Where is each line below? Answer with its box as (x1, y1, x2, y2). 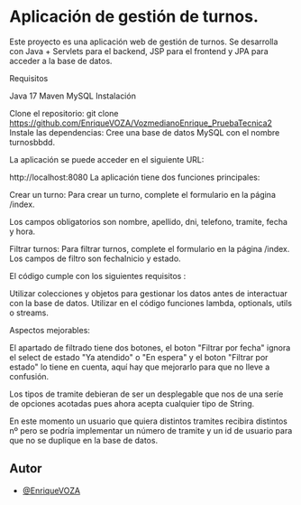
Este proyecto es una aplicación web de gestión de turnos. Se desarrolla (9, 36, 278, 47)
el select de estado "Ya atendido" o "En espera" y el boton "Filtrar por (9, 351, 269, 362)
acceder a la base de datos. (9, 55, 113, 66)
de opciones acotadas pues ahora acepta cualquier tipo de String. (9, 397, 255, 408)
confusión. (9, 370, 50, 381)
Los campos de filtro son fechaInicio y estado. (9, 253, 182, 264)
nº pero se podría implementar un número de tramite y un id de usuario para (9, 425, 293, 435)
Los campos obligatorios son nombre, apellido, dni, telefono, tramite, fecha (9, 216, 288, 227)
